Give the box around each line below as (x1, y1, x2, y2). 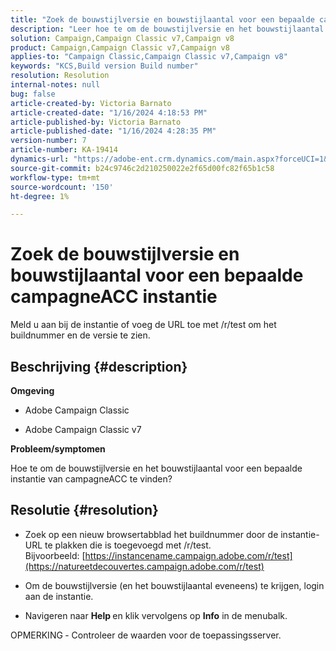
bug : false (10, 89, 56, 99)
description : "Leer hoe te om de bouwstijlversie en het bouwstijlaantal (10, 24, 325, 34)
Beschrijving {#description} (10, 358, 188, 375)
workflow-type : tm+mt (10, 172, 101, 183)
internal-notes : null (10, 80, 101, 90)
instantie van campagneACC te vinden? (10, 473, 173, 485)
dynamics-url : (10, 154, 70, 164)
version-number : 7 (10, 136, 87, 146)
